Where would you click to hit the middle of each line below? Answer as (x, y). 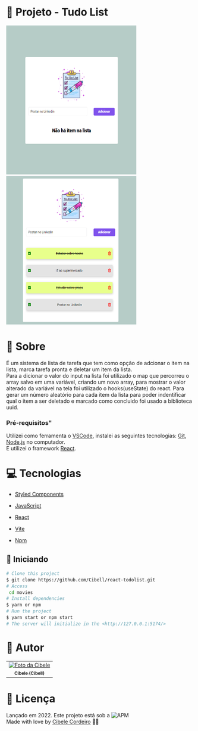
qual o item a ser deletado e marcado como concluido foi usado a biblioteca (99, 401)
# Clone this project (33, 573)
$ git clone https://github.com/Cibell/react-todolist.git (81, 580)
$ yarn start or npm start (40, 618)
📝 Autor (25, 647)
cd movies (21, 592)
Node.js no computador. (36, 442)
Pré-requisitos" (29, 422)
